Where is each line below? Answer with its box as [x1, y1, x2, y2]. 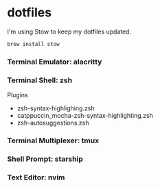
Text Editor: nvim [7, 173, 65, 182]
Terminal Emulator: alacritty [7, 57, 102, 66]
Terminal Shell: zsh [7, 75, 73, 85]
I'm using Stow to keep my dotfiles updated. [7, 27, 132, 36]
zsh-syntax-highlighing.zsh [16, 104, 95, 112]
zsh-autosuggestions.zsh [16, 119, 89, 127]
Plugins [7, 91, 29, 99]
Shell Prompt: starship [7, 154, 84, 164]
